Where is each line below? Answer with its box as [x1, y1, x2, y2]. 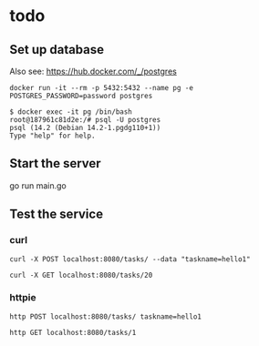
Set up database [9, 42, 105, 57]
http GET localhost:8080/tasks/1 [9, 328, 137, 337]
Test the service [9, 207, 103, 222]
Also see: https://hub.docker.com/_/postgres [9, 66, 178, 76]
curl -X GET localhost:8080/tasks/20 [9, 270, 153, 280]
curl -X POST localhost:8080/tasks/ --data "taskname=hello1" [9, 254, 251, 264]
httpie [9, 291, 36, 304]
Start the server [9, 156, 102, 171]
